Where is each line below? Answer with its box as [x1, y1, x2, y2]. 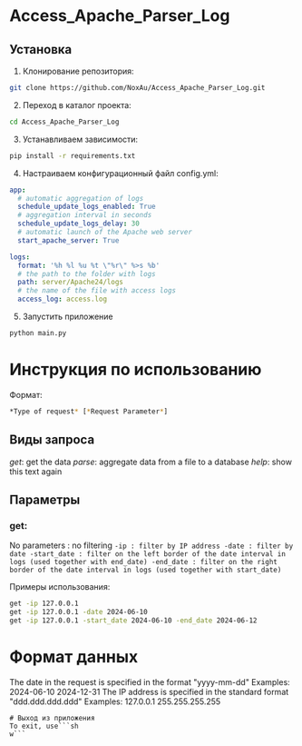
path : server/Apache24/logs [17, 278, 124, 287]
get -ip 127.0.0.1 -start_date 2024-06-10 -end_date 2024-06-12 [9, 615, 258, 625]
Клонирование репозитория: [22, 65, 134, 76]
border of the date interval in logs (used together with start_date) [9, 565, 282, 575]
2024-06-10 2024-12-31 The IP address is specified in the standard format [9, 686, 289, 697]
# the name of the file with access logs [17, 286, 177, 295]
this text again [9, 465, 63, 477]
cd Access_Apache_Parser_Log [9, 117, 120, 126]
